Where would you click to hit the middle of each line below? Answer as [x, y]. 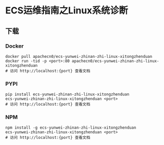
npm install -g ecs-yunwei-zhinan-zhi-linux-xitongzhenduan [71, 128]
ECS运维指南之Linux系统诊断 [67, 11]
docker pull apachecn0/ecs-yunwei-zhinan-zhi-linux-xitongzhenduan [79, 56]
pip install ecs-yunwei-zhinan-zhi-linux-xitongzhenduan [67, 95]
